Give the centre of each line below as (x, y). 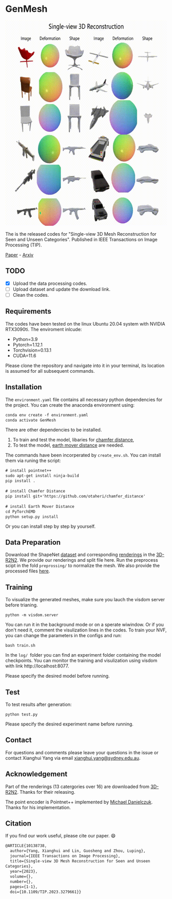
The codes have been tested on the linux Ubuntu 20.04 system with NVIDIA (85, 323)
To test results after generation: (39, 704)
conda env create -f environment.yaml (47, 415)
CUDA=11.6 (25, 355)
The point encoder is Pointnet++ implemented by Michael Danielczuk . (79, 802)
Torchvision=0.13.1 (32, 350)
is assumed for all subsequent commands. (50, 371)
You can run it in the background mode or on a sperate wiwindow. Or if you (85, 625)
